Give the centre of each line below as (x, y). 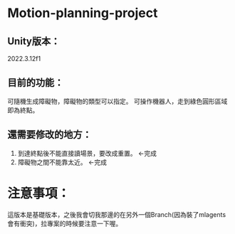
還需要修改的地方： (49, 135)
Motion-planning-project (83, 13)
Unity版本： (34, 41)
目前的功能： (36, 83)
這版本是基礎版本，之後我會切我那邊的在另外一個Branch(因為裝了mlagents (117, 214)
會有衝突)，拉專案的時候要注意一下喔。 (65, 223)
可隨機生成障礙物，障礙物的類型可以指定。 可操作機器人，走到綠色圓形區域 (117, 101)
